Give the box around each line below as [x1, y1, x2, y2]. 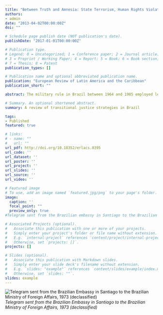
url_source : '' [5, 173, 36, 177]
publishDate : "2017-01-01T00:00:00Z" [5, 38, 81, 44]
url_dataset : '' [5, 154, 38, 159]
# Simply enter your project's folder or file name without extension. [5, 230, 158, 236]
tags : [5, 114, 16, 119]
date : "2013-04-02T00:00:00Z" [5, 20, 66, 26]
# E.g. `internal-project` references [5, 235, 88, 240]
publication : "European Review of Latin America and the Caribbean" [5, 79, 147, 84]
